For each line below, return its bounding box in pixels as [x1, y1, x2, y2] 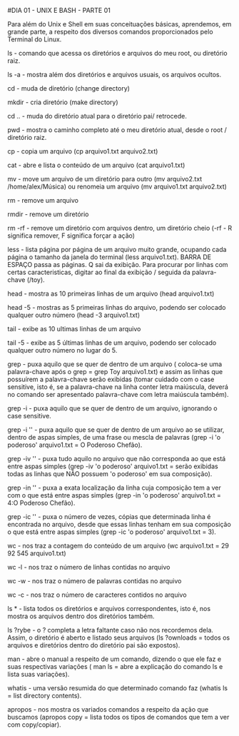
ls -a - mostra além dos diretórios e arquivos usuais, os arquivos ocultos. [7, 71, 222, 79]
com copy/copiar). [7, 720, 62, 729]
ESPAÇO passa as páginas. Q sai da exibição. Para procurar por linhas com [7, 261, 228, 268]
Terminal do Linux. [7, 35, 62, 44]
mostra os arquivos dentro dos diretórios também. [7, 612, 155, 620]
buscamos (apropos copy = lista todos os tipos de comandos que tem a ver [7, 713, 230, 721]
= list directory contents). [7, 692, 82, 700]
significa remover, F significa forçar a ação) [7, 231, 136, 240]
